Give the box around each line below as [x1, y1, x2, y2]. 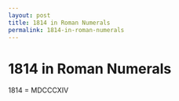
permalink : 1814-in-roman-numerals [8, 26, 125, 34]
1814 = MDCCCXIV [8, 85, 69, 95]
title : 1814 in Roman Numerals [8, 19, 111, 27]
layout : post [8, 11, 51, 20]
